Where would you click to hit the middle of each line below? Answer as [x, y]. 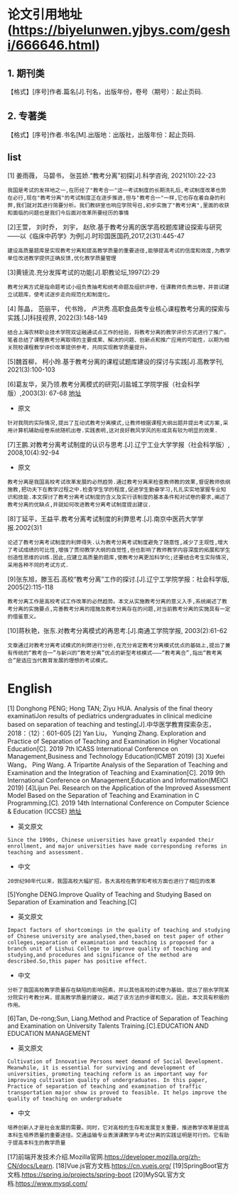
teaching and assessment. [45, 852]
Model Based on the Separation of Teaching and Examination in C [103, 795]
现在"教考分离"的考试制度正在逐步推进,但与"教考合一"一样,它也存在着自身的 [123, 198]
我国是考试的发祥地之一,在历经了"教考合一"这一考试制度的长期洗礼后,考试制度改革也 [114, 190]
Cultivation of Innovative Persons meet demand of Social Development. [115, 1061]
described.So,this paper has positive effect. [77, 961]
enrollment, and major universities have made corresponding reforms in [117, 846]
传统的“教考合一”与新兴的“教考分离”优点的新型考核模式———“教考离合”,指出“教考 [115, 653]
